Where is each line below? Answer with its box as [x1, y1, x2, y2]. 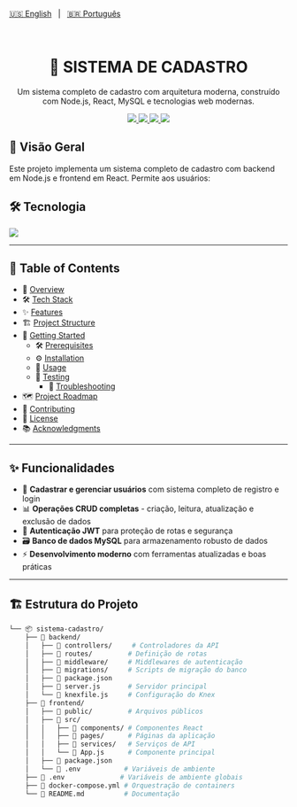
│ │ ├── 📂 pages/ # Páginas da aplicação [25, 732, 216, 741]
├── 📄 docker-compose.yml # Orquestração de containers [25, 780, 236, 790]
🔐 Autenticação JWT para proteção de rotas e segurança [21, 525, 233, 536]
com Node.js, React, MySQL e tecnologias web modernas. [42, 96, 255, 106]
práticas [21, 562, 52, 572]
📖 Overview [21, 284, 65, 295]
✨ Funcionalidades [9, 461, 115, 476]
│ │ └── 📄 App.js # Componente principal [25, 749, 216, 757]
